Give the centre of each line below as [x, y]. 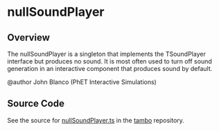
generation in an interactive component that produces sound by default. [110, 69]
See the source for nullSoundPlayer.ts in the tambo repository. [96, 120]
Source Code [36, 104]
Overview [29, 38]
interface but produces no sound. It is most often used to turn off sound [110, 61]
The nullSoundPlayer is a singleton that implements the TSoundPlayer [106, 54]
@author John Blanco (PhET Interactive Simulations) [82, 82]
